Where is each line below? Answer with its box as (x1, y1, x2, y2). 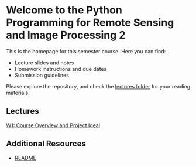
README (14, 154, 37, 161)
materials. (6, 89, 30, 96)
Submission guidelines (14, 71, 69, 79)
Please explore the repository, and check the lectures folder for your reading (6, 83, 191, 90)
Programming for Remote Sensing (6, 16, 174, 29)
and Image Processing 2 (6, 29, 126, 42)
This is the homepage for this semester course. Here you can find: (6, 47, 166, 54)
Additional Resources (6, 139, 86, 149)
